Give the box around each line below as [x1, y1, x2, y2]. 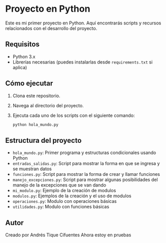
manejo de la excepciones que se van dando [12, 182, 107, 188]
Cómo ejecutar [5, 79, 53, 88]
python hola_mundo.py [12, 122, 58, 127]
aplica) [12, 64, 27, 70]
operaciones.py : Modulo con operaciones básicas [12, 198, 117, 204]
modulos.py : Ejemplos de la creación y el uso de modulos [12, 193, 131, 199]
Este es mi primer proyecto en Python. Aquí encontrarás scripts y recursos [5, 20, 161, 26]
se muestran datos [12, 166, 52, 172]
